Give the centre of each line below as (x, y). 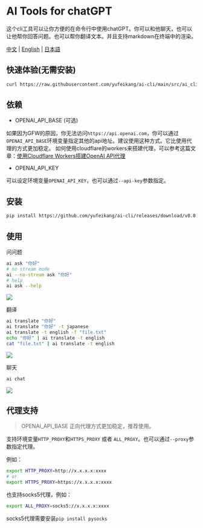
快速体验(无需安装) (41, 70)
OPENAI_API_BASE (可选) (47, 120)
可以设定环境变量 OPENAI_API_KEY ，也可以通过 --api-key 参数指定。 (88, 180)
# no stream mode (28, 269)
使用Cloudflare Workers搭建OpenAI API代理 (71, 156)
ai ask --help (24, 286)
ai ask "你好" (23, 263)
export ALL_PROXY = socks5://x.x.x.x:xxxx (58, 506)
